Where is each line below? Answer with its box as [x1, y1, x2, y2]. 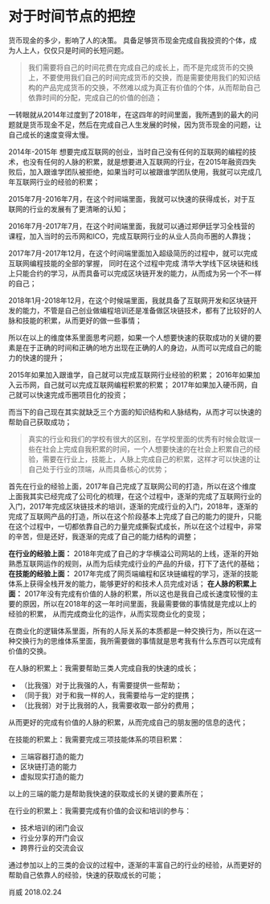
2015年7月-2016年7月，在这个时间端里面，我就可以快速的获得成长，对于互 [8, 194, 256, 203]
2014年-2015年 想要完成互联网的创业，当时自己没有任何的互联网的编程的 [8, 146, 250, 157]
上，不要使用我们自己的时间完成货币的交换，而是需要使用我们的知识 [27, 72, 254, 82]
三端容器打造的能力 [19, 751, 84, 761]
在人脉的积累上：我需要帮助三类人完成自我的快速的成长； [8, 663, 198, 673]
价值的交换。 [8, 646, 51, 656]
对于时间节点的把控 [8, 7, 136, 26]
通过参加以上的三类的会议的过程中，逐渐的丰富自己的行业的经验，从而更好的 [8, 860, 262, 869]
